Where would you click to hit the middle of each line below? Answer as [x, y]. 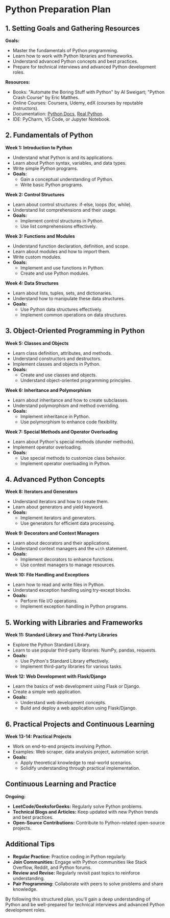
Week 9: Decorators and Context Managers [52, 533]
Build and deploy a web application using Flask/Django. [78, 708]
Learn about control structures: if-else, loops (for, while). [72, 204]
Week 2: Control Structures [35, 194]
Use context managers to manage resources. [68, 565]
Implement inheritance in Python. [55, 416]
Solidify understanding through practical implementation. [80, 768]
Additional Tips [30, 844]
